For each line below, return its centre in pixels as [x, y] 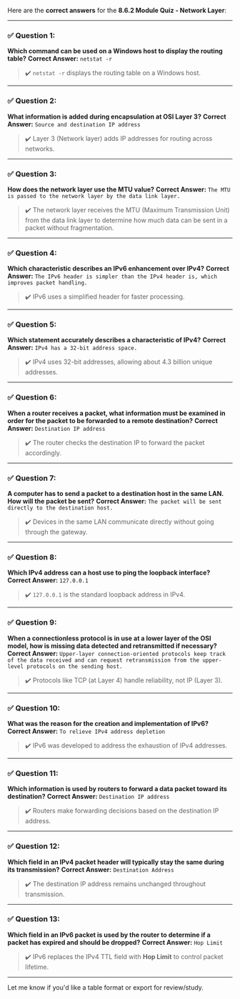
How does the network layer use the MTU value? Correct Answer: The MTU [119, 189]
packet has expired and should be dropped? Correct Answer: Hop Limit [115, 942]
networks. [40, 149]
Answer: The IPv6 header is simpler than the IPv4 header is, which [112, 276]
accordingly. [43, 452]
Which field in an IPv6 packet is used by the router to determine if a [109, 935]
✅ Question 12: [34, 846]
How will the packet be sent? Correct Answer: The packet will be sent [115, 501]
